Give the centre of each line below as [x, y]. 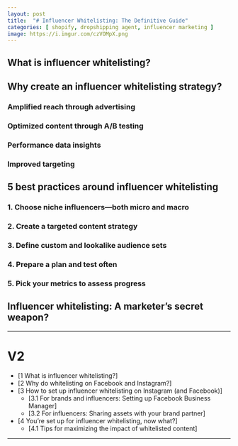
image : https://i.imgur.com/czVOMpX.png [68, 34]
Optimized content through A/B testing [75, 126]
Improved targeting [41, 164]
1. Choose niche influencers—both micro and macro [98, 207]
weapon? [28, 318]
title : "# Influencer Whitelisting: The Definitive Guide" [98, 21]
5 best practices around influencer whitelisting [113, 187]
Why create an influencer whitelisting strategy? [115, 87]
